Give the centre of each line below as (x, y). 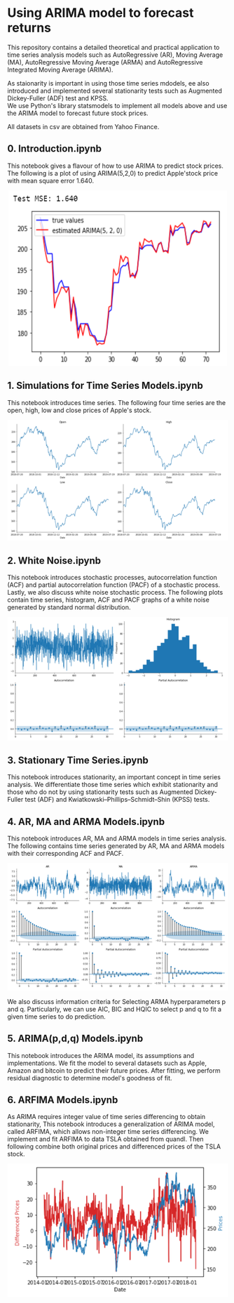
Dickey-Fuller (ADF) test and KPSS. (58, 98)
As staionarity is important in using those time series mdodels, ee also (108, 83)
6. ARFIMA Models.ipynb (63, 1100)
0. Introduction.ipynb (54, 149)
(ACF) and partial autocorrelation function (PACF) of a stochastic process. (114, 585)
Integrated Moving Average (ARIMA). (60, 70)
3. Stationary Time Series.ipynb (78, 760)
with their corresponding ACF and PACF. (66, 854)
